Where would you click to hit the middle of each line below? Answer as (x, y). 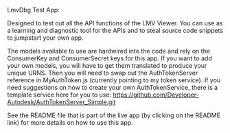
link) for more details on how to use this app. (70, 122)
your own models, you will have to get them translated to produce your (107, 65)
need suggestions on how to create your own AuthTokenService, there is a (113, 87)
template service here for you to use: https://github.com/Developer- (103, 95)
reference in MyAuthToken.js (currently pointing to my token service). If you (114, 80)
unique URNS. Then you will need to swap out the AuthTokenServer (103, 73)
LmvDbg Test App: (33, 10)
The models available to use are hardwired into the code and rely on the (109, 51)
